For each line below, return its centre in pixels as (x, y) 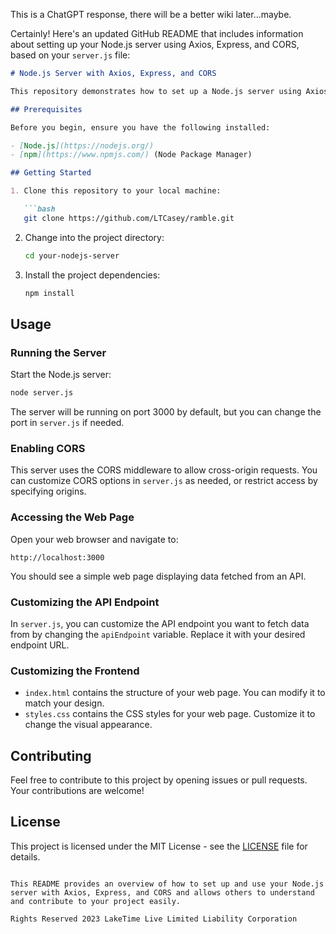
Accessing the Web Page (72, 517)
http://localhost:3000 (57, 557)
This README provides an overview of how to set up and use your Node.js (167, 884)
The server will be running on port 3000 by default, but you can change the (166, 412)
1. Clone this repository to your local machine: (116, 191)
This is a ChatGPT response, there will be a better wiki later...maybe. (151, 14)
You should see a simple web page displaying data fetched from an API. (158, 576)
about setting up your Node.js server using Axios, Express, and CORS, (155, 44)
